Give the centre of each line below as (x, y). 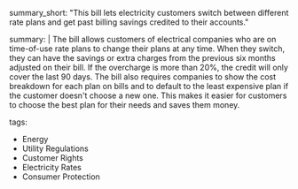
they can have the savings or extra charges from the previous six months (143, 58)
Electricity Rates (51, 167)
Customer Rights (53, 158)
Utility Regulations (55, 148)
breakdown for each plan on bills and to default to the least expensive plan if (149, 86)
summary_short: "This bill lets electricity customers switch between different (149, 13)
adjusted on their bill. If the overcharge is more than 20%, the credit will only (149, 67)
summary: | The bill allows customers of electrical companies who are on (143, 39)
